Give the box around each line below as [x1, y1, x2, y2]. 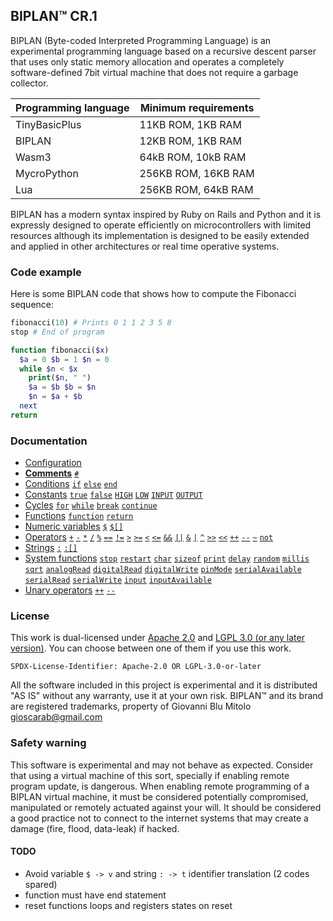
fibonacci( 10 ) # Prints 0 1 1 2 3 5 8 [10, 318, 172, 328]
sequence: [10, 299, 55, 311]
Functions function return [24, 510, 134, 522]
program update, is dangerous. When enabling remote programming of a [10, 780, 310, 792]
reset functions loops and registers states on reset [24, 899, 233, 911]
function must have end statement [24, 889, 167, 901]
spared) [24, 878, 58, 890]
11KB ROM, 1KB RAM [139, 117, 243, 131]
